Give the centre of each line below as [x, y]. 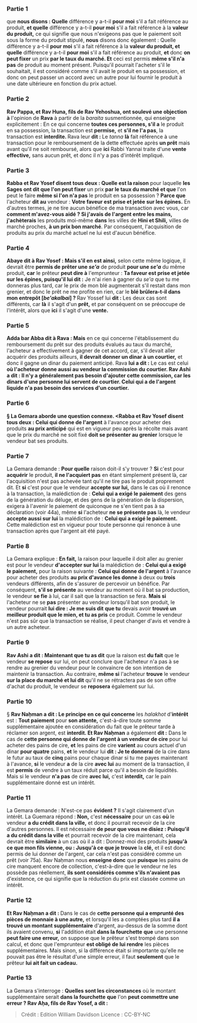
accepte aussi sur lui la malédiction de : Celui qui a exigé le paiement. [92, 519]
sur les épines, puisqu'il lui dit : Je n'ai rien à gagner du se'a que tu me [93, 279]
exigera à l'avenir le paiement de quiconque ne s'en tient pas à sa [86, 506]
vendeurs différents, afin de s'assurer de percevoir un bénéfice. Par [88, 583]
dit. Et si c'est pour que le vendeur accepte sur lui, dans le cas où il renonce [99, 488]
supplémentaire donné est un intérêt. [51, 782]
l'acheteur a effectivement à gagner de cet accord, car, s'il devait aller [91, 351]
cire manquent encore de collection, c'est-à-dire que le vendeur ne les [92, 866]
